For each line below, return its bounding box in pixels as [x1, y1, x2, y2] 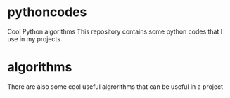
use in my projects [7, 34, 61, 43]
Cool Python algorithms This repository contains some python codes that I [7, 27, 223, 36]
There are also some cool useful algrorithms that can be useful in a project [7, 82, 224, 91]
